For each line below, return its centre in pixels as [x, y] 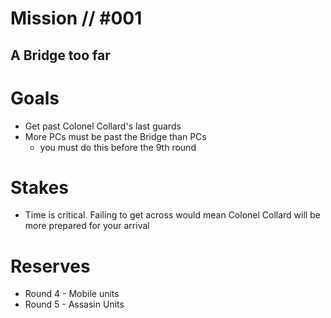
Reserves [50, 266]
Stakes [39, 187]
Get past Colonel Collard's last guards [103, 126]
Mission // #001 [76, 18]
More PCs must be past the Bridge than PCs [115, 136]
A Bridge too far [60, 55]
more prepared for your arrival [87, 226]
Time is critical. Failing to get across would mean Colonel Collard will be [172, 215]
